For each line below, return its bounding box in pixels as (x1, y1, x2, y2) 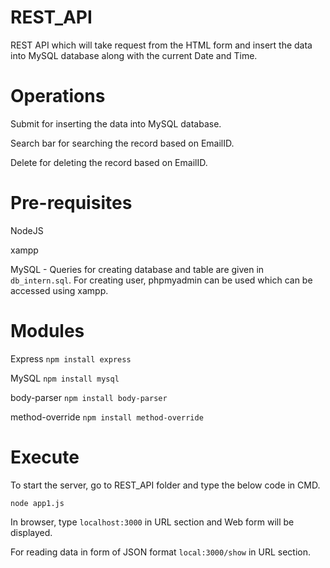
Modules (10, 320, 85, 342)
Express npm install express (10, 352, 132, 365)
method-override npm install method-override (10, 411, 204, 423)
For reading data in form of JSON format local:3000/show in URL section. (10, 546, 312, 558)
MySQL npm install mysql (10, 372, 120, 384)
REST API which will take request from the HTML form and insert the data (10, 39, 313, 51)
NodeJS (10, 224, 44, 236)
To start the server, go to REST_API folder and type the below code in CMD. (10, 479, 321, 491)
